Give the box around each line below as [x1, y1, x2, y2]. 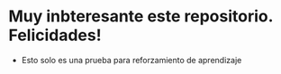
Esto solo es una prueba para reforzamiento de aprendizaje [21, 54, 242, 65]
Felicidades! [8, 25, 102, 45]
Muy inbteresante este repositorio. [8, 6, 274, 27]
